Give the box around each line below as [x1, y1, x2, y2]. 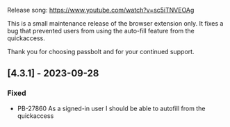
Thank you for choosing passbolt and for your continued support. [7, 48, 195, 56]
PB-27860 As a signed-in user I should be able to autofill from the [17, 104, 206, 112]
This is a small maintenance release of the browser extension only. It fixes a [7, 19, 224, 27]
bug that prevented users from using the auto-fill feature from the [7, 27, 195, 35]
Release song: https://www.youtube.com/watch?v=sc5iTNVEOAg [7, 6, 195, 14]
